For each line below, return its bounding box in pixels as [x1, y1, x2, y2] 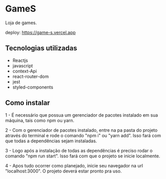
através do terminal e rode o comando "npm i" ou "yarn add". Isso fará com [5, 132, 161, 138]
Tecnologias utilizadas [5, 44, 77, 53]
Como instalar [5, 99, 50, 107]
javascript [12, 62, 33, 68]
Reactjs [12, 57, 29, 63]
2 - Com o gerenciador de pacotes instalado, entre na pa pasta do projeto [5, 127, 158, 133]
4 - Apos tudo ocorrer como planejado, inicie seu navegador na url [5, 162, 143, 168]
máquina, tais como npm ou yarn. [5, 117, 74, 123]
